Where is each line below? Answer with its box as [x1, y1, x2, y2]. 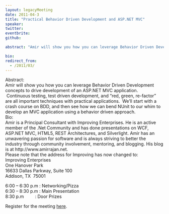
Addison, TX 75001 [5, 173, 46, 179]
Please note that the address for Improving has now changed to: [5, 152, 138, 158]
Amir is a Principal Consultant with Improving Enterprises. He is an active [5, 119, 156, 126]
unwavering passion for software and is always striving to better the [5, 135, 146, 141]
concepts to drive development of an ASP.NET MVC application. [5, 88, 138, 94]
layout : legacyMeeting [5, 7, 53, 13]
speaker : [5, 21, 24, 27]
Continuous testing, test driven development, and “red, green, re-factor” [6, 93, 156, 99]
